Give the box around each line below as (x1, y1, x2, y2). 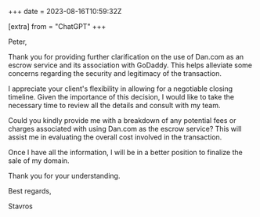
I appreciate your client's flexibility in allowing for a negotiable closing (8, 84, 233, 93)
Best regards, (8, 186, 52, 195)
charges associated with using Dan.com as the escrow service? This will (8, 125, 242, 133)
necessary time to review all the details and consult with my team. (8, 101, 221, 110)
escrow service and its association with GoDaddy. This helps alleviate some (8, 60, 253, 70)
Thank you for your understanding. (8, 172, 121, 180)
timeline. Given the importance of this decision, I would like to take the (8, 92, 235, 101)
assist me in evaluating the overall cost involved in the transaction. (8, 132, 222, 142)
